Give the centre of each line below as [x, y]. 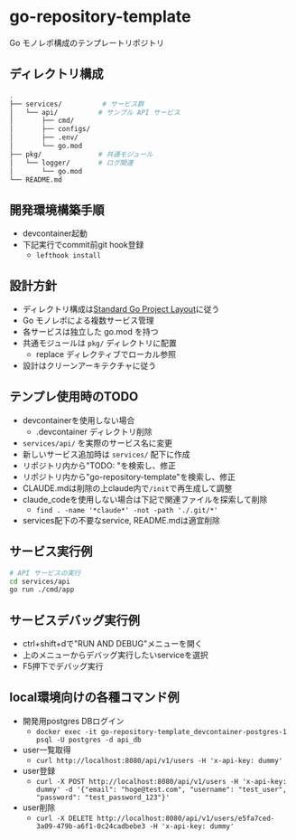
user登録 [39, 770]
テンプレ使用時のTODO [74, 396]
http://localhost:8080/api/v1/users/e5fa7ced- [185, 818]
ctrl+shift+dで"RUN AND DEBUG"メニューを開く [112, 644]
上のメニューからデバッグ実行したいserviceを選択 [116, 655]
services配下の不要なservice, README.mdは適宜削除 [121, 520]
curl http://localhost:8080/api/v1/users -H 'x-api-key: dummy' [159, 760]
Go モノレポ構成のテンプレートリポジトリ [87, 42]
